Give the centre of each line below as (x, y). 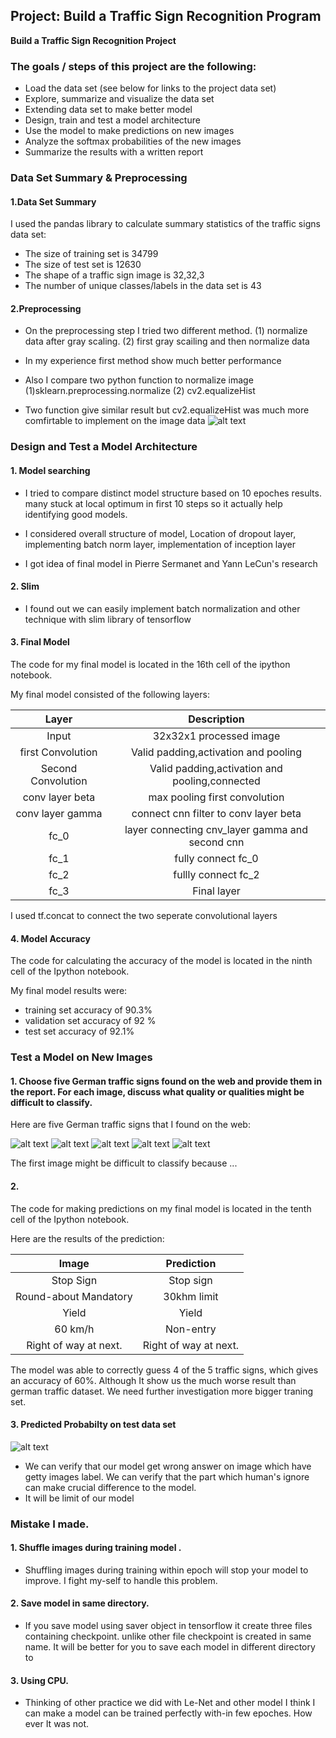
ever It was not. (57, 1724)
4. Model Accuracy (50, 938)
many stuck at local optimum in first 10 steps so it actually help (153, 503)
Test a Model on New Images (81, 1057)
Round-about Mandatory (74, 1296)
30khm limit (191, 1296)
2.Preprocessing (46, 308)
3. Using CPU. (39, 1680)
